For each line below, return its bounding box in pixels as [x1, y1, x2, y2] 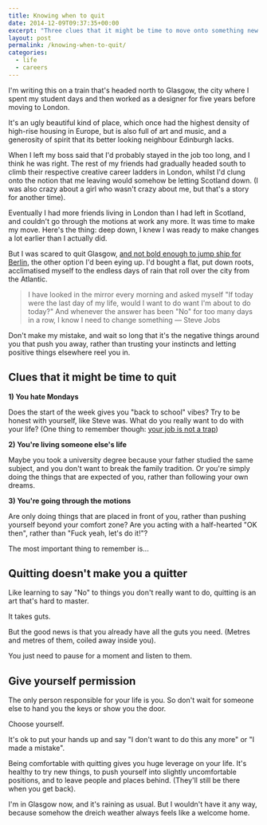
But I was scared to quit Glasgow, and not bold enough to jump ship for [8, 249, 241, 258]
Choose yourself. [8, 719, 65, 729]
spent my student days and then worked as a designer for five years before [8, 93, 256, 104]
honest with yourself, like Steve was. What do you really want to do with [8, 415, 245, 425]
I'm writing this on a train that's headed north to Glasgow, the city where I [8, 85, 249, 95]
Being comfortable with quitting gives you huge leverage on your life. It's [8, 759, 247, 768]
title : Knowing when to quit [8, 11, 105, 20]
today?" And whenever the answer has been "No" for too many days [27, 306, 253, 316]
